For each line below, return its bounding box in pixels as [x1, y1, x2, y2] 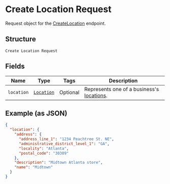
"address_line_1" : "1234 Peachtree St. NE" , [18, 136, 114, 142]
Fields [5, 62, 25, 71]
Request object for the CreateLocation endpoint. [5, 20, 106, 26]
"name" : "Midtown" [14, 165, 53, 170]
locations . [84, 92, 108, 99]
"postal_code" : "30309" [18, 151, 69, 156]
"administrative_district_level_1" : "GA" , [18, 141, 110, 146]
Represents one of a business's [84, 85, 159, 93]
